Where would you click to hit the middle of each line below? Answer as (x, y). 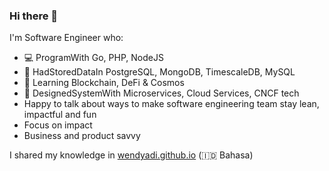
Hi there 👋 (34, 16)
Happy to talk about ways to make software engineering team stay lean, (171, 104)
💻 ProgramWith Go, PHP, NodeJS (93, 58)
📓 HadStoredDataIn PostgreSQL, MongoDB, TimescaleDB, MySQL (159, 72)
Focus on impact (58, 125)
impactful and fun (60, 115)
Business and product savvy (82, 136)
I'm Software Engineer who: (66, 38)
